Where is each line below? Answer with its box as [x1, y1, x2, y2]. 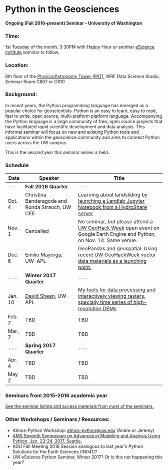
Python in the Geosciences [5, 4, 119, 15]
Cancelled [24, 228, 49, 235]
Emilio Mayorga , [24, 251, 63, 258]
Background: [5, 91, 37, 98]
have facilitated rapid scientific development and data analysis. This [5, 124, 145, 130]
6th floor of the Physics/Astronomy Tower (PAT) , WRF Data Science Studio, [5, 73, 160, 79]
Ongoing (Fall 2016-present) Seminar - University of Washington [5, 20, 142, 26]
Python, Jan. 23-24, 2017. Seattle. [12, 438, 82, 444]
